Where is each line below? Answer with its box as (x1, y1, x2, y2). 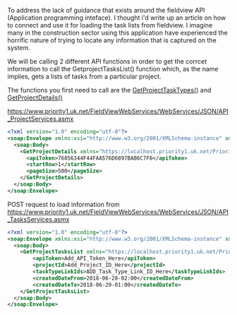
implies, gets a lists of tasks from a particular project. (7, 72, 162, 81)
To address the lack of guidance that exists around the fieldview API (7, 6, 205, 14)
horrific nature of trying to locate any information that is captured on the (7, 36, 217, 44)
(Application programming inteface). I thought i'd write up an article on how (7, 13, 226, 22)
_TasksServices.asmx (7, 215, 70, 223)
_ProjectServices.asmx (7, 114, 74, 123)
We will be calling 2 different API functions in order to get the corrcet (7, 57, 207, 66)
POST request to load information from (7, 200, 120, 208)
